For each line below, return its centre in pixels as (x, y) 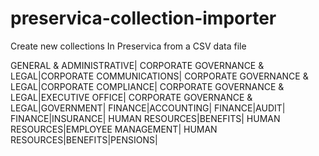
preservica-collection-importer (143, 18)
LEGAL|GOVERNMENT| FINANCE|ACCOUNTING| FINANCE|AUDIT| (148, 108)
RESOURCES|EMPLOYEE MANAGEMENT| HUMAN (114, 129)
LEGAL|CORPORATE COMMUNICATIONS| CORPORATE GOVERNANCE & (159, 76)
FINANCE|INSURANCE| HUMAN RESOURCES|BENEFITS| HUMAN (145, 118)
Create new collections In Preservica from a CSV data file (128, 46)
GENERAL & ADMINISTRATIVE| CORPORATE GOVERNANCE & (137, 65)
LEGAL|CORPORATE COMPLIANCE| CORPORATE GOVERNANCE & (147, 86)
